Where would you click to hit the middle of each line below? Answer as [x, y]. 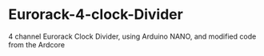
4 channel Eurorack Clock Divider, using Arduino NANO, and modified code [132, 36]
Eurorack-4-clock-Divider [96, 15]
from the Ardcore [37, 44]
